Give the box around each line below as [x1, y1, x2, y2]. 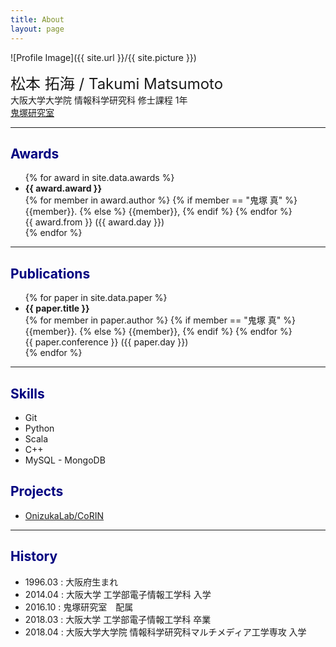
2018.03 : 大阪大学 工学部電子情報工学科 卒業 [24, 613, 212, 625]
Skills [10, 385, 45, 402]
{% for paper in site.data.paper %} [24, 292, 168, 304]
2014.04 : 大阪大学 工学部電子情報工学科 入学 [24, 588, 212, 600]
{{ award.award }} [24, 182, 102, 195]
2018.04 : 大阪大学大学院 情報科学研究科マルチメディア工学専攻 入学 [24, 626, 307, 638]
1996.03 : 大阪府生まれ [24, 576, 119, 588]
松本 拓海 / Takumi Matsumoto [10, 74, 224, 93]
